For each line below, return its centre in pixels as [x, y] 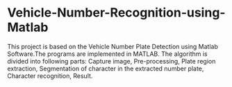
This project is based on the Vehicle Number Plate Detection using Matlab [113, 46]
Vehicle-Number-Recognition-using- [116, 13]
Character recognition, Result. [50, 76]
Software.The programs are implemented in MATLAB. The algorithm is [108, 54]
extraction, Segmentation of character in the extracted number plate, [106, 68]
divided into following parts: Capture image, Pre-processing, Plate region [111, 61]
